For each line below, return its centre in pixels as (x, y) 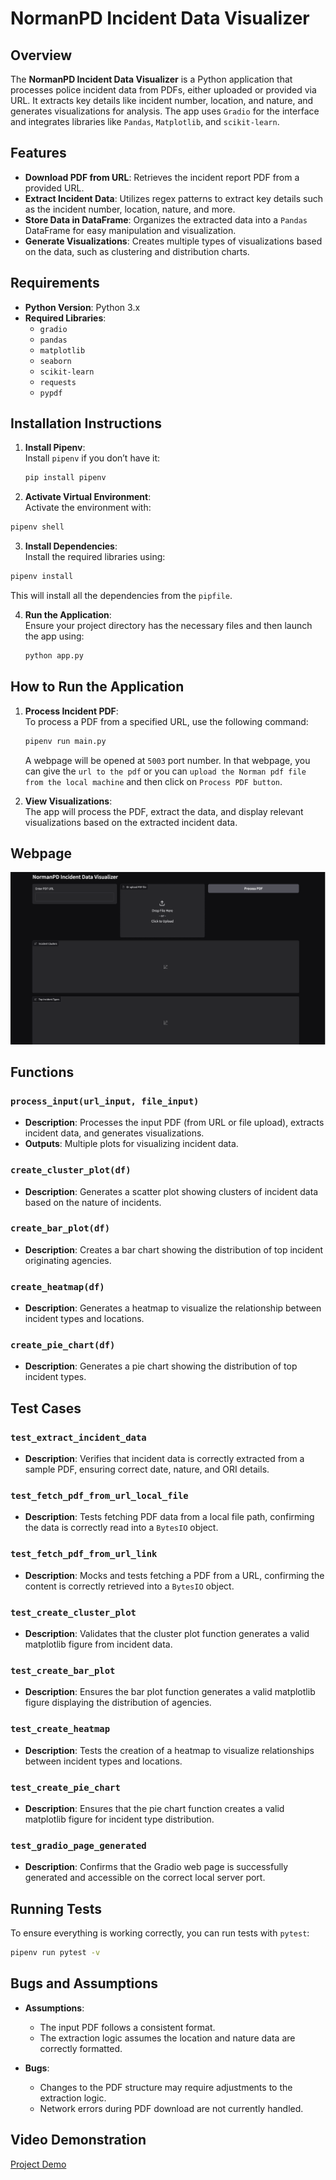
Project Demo (38, 2164)
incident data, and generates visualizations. (114, 1133)
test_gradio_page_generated (78, 1845)
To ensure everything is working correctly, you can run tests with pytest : (160, 1933)
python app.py (54, 656)
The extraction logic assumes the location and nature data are (167, 2038)
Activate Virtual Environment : (88, 497)
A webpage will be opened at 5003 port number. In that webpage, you (167, 760)
